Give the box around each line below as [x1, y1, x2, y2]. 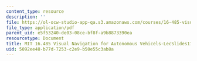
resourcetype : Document [6, 35, 64, 41]
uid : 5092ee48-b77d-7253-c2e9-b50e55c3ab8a [6, 46, 114, 52]
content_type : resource [6, 8, 64, 15]
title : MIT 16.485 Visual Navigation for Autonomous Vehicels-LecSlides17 [6, 41, 193, 47]
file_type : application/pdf [6, 24, 75, 31]
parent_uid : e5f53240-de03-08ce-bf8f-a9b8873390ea [6, 30, 133, 36]
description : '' [6, 14, 46, 20]
